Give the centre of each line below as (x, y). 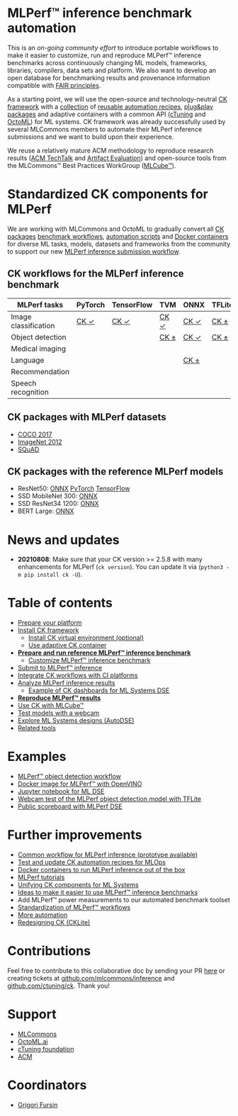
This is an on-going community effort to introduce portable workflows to (113, 47)
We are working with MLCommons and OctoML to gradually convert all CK (116, 229)
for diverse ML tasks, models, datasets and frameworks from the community (119, 244)
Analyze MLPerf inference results (66, 683)
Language (28, 360)
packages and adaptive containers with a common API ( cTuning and (107, 114)
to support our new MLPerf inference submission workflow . (94, 251)
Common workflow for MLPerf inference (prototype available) (108, 855)
